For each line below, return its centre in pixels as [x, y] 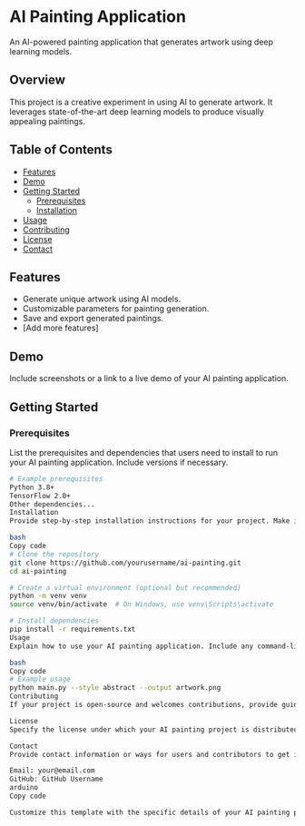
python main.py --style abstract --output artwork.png [115, 688]
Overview [38, 80]
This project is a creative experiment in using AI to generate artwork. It [141, 102]
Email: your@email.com [52, 771]
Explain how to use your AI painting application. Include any [132, 646]
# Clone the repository [54, 554]
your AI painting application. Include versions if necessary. [119, 462]
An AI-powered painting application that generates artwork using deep [142, 42]
